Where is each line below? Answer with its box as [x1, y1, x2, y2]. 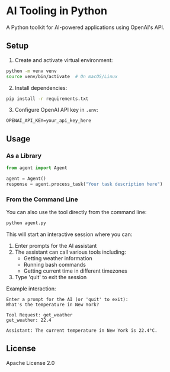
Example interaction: [6, 285, 56, 292]
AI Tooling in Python [6, 4, 108, 18]
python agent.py [6, 220, 46, 226]
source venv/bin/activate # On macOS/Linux [6, 73, 118, 79]
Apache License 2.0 [6, 359, 55, 366]
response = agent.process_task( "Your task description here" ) [6, 181, 163, 187]
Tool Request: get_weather [6, 312, 73, 318]
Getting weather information [23, 254, 93, 261]
